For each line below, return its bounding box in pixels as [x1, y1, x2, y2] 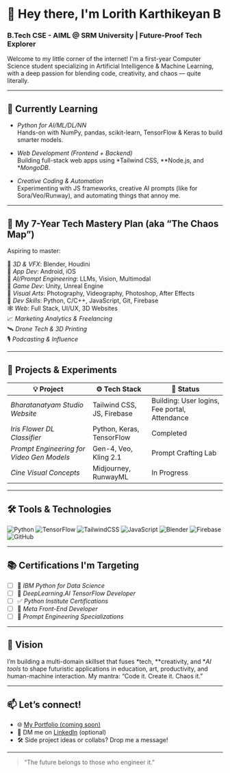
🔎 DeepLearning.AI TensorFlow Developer [16, 589, 136, 597]
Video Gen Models [10, 452, 71, 462]
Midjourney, [92, 463, 131, 473]
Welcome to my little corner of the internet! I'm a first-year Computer [7, 55, 201, 63]
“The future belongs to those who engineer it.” [23, 758, 155, 767]
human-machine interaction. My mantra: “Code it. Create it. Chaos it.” [7, 671, 203, 680]
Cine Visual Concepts [10, 468, 80, 477]
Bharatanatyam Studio [10, 400, 84, 409]
